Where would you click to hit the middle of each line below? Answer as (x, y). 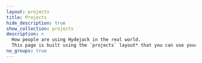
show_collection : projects (40, 28)
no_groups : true (26, 51)
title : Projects (26, 17)
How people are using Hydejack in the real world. (76, 40)
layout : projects (28, 12)
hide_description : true (36, 23)
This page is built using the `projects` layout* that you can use (98, 46)
